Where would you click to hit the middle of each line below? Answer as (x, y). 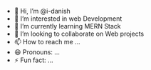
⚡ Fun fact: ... (33, 60)
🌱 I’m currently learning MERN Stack (67, 26)
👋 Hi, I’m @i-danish (42, 11)
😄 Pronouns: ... (37, 52)
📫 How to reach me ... (47, 42)
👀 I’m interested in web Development (68, 19)
